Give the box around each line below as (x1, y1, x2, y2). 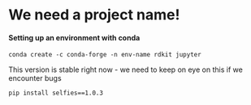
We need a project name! (8, 6, 180, 24)
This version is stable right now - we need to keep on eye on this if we (8, 65, 244, 74)
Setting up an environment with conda (8, 32, 141, 42)
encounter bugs (8, 73, 63, 83)
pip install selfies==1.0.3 (8, 89, 104, 98)
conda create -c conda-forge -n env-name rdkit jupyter (8, 51, 201, 59)
